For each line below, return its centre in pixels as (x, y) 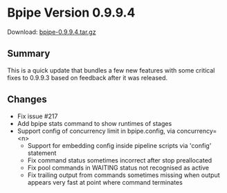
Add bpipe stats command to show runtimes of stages (94, 123)
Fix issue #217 (37, 116)
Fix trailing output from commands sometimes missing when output (124, 175)
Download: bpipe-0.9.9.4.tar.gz (52, 32)
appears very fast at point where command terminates (105, 182)
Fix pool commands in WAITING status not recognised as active (118, 167)
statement (42, 153)
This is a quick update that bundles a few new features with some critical (111, 70)
